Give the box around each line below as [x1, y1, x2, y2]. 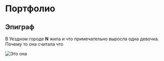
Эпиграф [5, 23, 35, 31]
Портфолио [5, 3, 55, 14]
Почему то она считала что [5, 41, 63, 47]
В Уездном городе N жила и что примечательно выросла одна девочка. [5, 36, 159, 42]
